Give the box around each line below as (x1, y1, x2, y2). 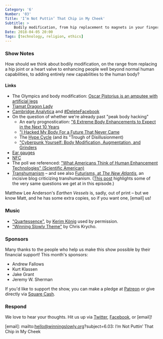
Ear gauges (12, 150, 35, 155)
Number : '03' (5, 12, 32, 16)
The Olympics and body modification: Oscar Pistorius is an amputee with (12, 93, 158, 99)
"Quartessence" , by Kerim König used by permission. (12, 218, 118, 224)
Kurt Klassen (12, 266, 38, 272)
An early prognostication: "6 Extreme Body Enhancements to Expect (19, 119, 156, 125)
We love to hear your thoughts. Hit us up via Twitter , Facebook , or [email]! (5, 314, 152, 320)
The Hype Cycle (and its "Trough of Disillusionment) (19, 134, 124, 140)
